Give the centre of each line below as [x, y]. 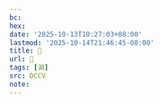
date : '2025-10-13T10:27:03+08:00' [76, 34]
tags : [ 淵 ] [29, 68]
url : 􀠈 [22, 59]
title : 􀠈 [26, 51]
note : [19, 84]
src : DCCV [28, 76]
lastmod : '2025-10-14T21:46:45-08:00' [82, 43]
